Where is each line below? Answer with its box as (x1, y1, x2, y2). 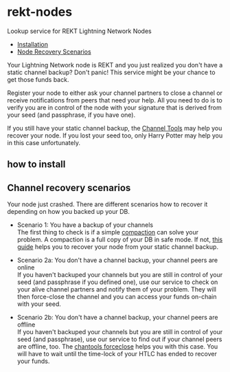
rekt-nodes (7, 4, 73, 20)
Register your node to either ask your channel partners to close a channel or (7, 89, 223, 97)
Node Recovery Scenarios (16, 47, 91, 56)
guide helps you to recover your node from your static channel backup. (16, 243, 218, 251)
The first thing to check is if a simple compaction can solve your (16, 228, 199, 237)
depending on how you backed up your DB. (7, 208, 130, 216)
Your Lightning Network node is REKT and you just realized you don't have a (7, 61, 223, 69)
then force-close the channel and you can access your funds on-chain (16, 293, 218, 301)
